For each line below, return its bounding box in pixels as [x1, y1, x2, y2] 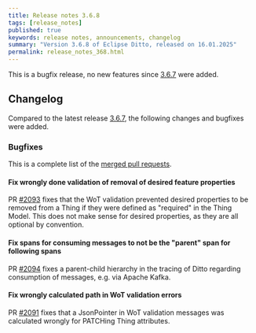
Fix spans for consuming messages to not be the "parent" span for [8, 238, 231, 247]
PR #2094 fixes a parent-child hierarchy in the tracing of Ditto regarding [8, 264, 241, 273]
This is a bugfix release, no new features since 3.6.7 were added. [8, 70, 219, 79]
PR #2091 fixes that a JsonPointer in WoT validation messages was [8, 308, 225, 317]
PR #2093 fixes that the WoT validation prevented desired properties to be [8, 194, 249, 205]
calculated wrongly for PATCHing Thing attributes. [8, 316, 170, 325]
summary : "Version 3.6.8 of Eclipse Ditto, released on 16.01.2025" [8, 41, 237, 49]
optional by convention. [8, 220, 85, 229]
